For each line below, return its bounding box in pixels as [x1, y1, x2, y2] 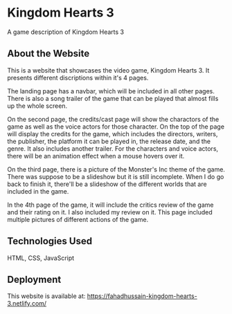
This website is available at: [7, 292, 86, 300]
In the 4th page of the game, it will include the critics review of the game [7, 201, 214, 209]
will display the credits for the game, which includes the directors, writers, [7, 129, 218, 138]
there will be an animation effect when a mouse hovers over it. [7, 151, 185, 160]
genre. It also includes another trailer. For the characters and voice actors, [7, 144, 219, 153]
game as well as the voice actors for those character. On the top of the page [7, 122, 225, 131]
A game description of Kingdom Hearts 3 [7, 28, 125, 36]
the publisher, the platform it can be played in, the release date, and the [7, 137, 211, 145]
